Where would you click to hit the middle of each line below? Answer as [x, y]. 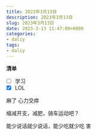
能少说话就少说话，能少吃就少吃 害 [48, 125]
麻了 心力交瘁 [23, 100]
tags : [13, 45]
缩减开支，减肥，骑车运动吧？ [43, 113]
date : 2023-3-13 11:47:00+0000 [45, 28]
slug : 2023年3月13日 [30, 23]
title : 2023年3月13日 [32, 12]
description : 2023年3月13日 [40, 17]
